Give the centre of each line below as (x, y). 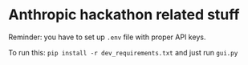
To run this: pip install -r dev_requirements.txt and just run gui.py (123, 52)
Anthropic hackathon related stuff (124, 15)
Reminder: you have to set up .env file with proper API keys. (107, 37)
